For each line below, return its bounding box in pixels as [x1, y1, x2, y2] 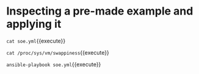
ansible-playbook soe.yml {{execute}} [6, 61, 101, 68]
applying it [6, 17, 62, 31]
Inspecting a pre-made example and [6, 4, 194, 18]
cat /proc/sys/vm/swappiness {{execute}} [6, 49, 110, 56]
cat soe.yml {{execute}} [6, 37, 66, 44]
